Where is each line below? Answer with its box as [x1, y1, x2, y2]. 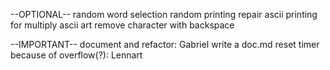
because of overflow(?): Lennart [10, 49, 143, 61]
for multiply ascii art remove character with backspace [10, 19, 235, 31]
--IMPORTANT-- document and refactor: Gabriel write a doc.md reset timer [10, 39, 320, 50]
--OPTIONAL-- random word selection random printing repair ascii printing [10, 9, 318, 20]
